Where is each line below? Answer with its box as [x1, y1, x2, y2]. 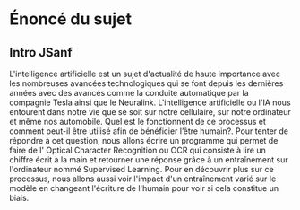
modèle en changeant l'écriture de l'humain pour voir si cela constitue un [9, 183, 279, 193]
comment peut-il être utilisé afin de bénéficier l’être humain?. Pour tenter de [9, 126, 289, 136]
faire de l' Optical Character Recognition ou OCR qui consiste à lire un [9, 144, 266, 155]
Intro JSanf [9, 45, 73, 60]
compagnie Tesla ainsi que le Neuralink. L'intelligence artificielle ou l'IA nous [9, 97, 291, 108]
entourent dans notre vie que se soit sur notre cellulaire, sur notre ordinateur [9, 107, 291, 117]
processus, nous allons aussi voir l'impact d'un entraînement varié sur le [9, 173, 277, 184]
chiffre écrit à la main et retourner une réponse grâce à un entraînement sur [9, 154, 288, 165]
